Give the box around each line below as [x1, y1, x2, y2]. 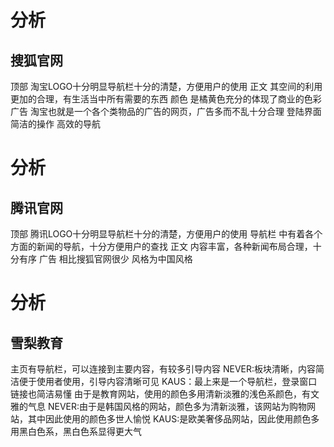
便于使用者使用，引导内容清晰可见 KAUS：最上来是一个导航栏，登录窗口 [18, 376, 318, 387]
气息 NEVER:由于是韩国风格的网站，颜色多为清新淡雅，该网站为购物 [27, 401, 308, 412]
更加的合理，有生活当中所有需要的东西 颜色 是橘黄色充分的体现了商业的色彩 [10, 93, 322, 105]
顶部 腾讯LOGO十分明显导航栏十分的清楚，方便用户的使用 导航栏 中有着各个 [10, 228, 323, 240]
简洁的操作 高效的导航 [10, 118, 101, 130]
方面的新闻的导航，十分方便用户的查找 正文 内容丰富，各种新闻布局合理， [10, 241, 313, 252]
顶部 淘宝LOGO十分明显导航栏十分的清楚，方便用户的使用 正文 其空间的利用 [10, 81, 323, 92]
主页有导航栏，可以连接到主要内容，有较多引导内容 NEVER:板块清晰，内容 [10, 363, 317, 375]
